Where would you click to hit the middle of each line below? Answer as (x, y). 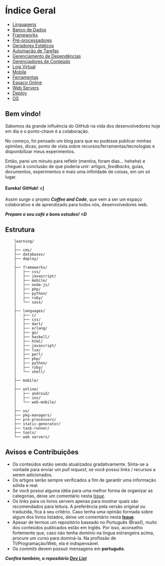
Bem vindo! (23, 114)
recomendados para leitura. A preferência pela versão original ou (79, 506)
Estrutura (20, 230)
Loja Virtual (24, 67)
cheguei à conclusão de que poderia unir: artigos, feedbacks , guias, (75, 166)
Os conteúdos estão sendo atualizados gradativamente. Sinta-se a (80, 464)
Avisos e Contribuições (42, 452)
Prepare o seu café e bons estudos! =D (46, 214)
